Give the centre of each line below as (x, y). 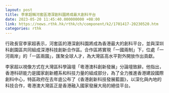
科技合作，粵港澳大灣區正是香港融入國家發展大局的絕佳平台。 (69, 85)
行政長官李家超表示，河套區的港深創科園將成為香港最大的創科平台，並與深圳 (84, 44)
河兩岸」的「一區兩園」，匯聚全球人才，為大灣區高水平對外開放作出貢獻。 (81, 56)
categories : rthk (23, 29)
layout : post (19, 10)
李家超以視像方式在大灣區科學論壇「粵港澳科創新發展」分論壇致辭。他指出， (84, 67)
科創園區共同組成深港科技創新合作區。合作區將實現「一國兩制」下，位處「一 (84, 50)
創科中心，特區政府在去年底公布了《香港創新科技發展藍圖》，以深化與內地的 (83, 79)
